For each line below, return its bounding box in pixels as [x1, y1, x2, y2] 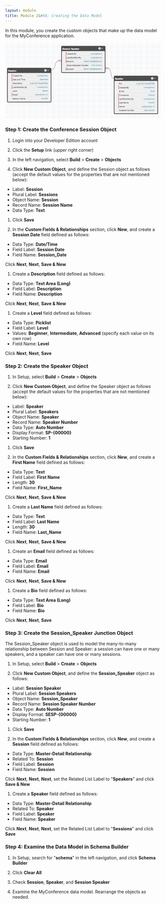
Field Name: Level [12, 341, 49, 346]
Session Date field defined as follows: [12, 231, 90, 237]
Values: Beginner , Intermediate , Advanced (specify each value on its [12, 330, 154, 336]
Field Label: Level [12, 325, 48, 331]
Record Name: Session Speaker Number [12, 701, 96, 707]
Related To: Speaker [12, 806, 54, 812]
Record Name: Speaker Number [12, 419, 78, 425]
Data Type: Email [12, 558, 47, 564]
